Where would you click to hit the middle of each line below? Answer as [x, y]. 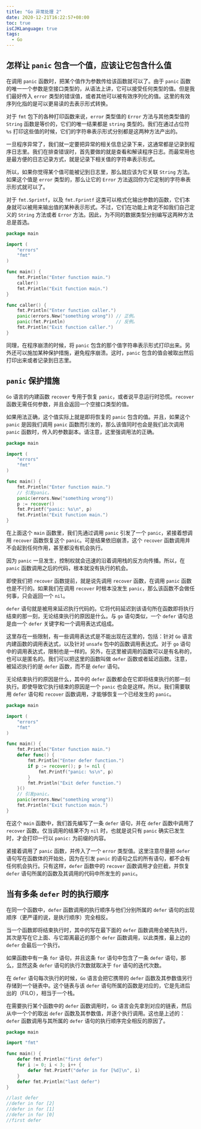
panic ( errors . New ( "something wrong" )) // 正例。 [77, 316]
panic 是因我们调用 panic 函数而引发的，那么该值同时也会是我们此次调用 [95, 424]
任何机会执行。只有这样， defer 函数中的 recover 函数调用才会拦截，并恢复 [98, 866]
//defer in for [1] [31, 1109]
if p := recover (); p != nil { [67, 766]
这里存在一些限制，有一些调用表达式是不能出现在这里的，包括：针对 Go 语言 [100, 636]
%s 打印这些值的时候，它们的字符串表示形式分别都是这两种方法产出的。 [94, 131]
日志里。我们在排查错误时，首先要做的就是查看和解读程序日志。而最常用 [100, 151]
